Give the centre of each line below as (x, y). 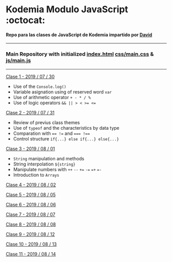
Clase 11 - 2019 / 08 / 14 (31, 254)
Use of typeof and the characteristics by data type (66, 128)
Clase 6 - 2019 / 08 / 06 (31, 204)
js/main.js (18, 61)
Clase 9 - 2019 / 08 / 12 (30, 234)
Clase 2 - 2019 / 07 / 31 (30, 112)
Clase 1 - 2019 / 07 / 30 (30, 76)
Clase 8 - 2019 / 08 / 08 (31, 224)
